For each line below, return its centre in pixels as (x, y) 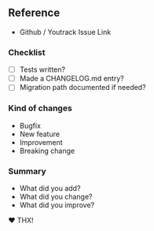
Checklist (27, 52)
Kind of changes (40, 108)
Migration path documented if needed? (83, 88)
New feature (40, 134)
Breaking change (47, 151)
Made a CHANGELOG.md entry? (71, 79)
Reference (34, 13)
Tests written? (42, 69)
